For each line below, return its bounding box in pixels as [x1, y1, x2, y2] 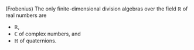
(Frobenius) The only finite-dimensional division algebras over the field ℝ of [5, 5, 188, 12]
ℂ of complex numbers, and [13, 30, 81, 37]
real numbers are [5, 12, 47, 19]
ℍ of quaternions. [13, 37, 57, 44]
